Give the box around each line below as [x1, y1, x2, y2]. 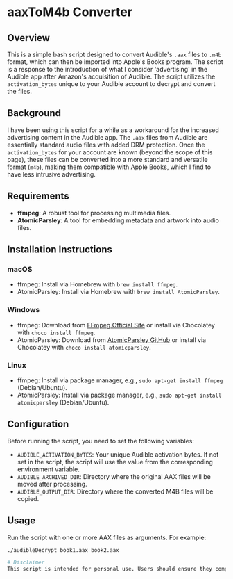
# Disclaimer [7, 559, 45, 566]
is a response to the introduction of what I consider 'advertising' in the [7, 65, 208, 73]
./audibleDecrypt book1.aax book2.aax [7, 546, 119, 553]
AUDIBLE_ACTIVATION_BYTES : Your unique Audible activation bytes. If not [17, 450, 219, 459]
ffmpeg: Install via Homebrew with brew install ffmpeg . [17, 280, 178, 288]
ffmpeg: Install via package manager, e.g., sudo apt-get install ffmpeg [17, 376, 223, 384]
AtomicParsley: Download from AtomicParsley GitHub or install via [17, 335, 207, 344]
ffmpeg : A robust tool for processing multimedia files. [17, 209, 171, 217]
